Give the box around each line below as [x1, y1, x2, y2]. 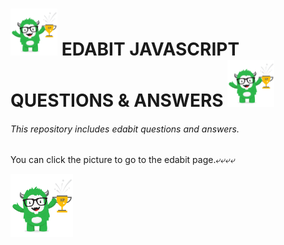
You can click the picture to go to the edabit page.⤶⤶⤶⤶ [10, 154, 236, 166]
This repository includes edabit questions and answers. [10, 123, 240, 135]
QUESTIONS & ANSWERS [10, 89, 224, 112]
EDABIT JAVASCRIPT [61, 38, 240, 61]
